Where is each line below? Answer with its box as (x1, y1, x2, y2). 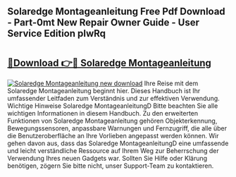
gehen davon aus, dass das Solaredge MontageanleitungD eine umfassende (7, 139, 229, 147)
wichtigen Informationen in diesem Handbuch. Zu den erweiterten (7, 109, 199, 117)
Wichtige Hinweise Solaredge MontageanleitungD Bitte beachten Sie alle (7, 102, 218, 110)
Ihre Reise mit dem (144, 79, 199, 87)
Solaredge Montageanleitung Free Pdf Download (7, 6, 225, 18)
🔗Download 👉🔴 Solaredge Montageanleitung (7, 56, 211, 69)
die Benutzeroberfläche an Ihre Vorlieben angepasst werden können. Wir (7, 132, 219, 140)
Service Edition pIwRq (7, 28, 106, 39)
